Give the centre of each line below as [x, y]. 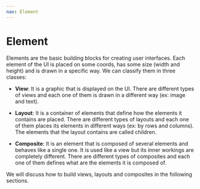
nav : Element [22, 12]
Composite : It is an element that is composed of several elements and [101, 144]
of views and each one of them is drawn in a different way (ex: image [100, 95]
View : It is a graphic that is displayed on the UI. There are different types [104, 89]
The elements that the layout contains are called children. [86, 132]
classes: [16, 77]
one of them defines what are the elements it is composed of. [90, 163]
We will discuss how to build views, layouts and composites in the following [99, 174]
